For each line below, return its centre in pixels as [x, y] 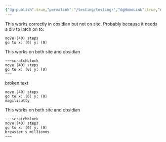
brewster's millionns [27, 132]
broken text [17, 83]
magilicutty [17, 100]
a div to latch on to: [25, 29]
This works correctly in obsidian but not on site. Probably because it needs [81, 24]
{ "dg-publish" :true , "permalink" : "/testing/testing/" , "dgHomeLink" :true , [82, 10]
